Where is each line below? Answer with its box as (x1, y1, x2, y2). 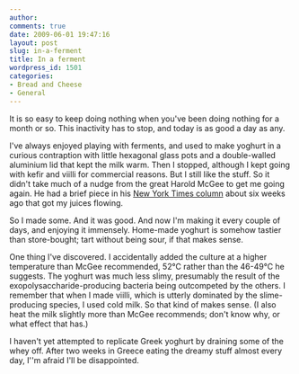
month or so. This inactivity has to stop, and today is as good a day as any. (9, 122, 286, 133)
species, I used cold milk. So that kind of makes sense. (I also (48, 298, 277, 310)
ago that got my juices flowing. (9, 197, 124, 208)
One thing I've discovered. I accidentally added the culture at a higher (9, 251, 268, 262)
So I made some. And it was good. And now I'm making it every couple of (9, 215, 281, 226)
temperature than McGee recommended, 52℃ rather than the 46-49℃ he (9, 261, 286, 272)
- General (9, 88, 47, 97)
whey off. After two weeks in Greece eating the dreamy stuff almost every (9, 345, 283, 356)
